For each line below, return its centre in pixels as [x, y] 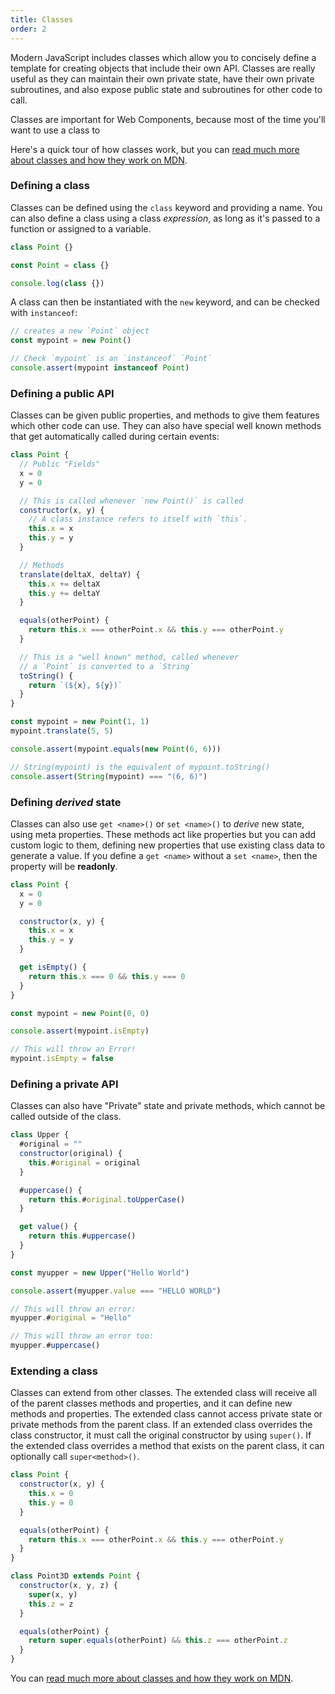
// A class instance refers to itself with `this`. [138, 519]
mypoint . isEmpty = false [62, 1059]
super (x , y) [53, 1594]
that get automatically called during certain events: [115, 437]
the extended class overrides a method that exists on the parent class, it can [167, 1446]
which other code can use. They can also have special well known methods [166, 426]
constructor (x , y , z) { [68, 1586]
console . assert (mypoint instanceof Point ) [100, 368]
